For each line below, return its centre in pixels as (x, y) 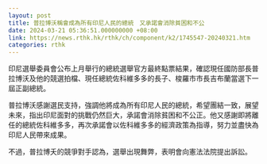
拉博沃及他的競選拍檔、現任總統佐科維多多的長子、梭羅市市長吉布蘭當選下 (130, 78)
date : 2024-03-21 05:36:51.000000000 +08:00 (83, 30)
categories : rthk (37, 45)
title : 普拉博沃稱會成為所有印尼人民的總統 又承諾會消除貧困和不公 (106, 23)
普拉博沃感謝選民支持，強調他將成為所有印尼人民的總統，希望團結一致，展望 (133, 105)
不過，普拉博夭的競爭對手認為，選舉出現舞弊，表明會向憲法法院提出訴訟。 (130, 152)
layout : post (30, 15)
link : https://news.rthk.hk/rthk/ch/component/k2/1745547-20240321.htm (129, 38)
